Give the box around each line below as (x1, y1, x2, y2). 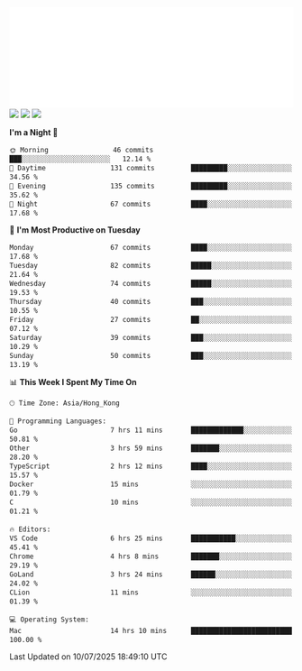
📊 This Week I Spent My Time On (9, 376, 137, 387)
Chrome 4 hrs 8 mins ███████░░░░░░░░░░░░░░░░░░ (9, 552, 293, 561)
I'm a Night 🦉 (9, 126, 59, 137)
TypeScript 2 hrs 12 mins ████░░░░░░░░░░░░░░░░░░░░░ (9, 462, 293, 471)
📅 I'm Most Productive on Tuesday (9, 224, 142, 235)
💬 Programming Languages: (9, 417, 106, 426)
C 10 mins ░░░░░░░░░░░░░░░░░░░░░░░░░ (9, 498, 293, 507)
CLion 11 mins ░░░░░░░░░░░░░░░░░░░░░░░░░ (9, 588, 293, 597)
